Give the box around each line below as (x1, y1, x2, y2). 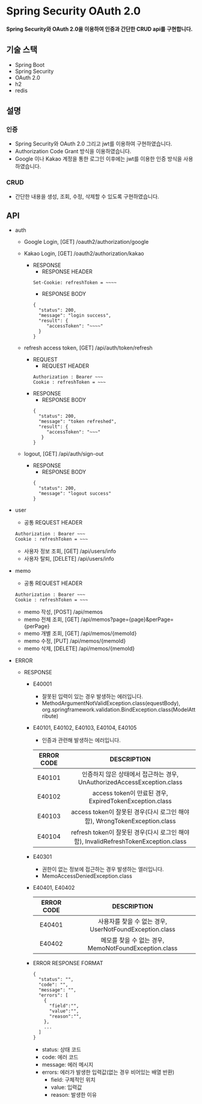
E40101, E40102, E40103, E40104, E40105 (32, 724, 137, 732)
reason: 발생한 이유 (50, 1091, 97, 1099)
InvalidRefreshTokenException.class (85, 837, 187, 846)
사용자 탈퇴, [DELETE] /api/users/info (23, 555, 114, 563)
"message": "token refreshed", (38, 418, 117, 425)
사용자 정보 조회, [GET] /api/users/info (23, 547, 116, 555)
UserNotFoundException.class (90, 925, 176, 934)
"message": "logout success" (38, 491, 112, 497)
